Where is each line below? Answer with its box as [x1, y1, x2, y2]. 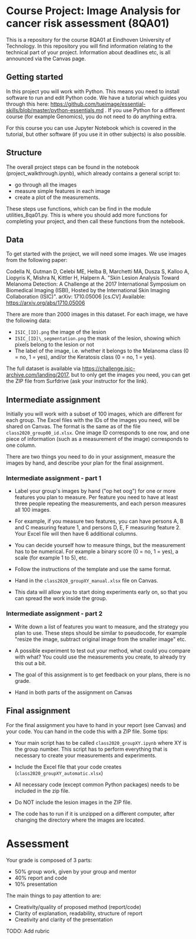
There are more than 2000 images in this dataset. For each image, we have [6, 311, 188, 318]
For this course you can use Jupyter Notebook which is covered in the [6, 124, 177, 131]
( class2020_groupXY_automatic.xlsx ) [14, 769, 104, 777]
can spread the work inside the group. [14, 595, 108, 602]
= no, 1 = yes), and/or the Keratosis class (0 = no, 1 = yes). [14, 354, 156, 361]
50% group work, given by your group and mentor [14, 868, 137, 875]
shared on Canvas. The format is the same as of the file [6, 423, 141, 430]
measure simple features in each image [14, 187, 111, 194]
